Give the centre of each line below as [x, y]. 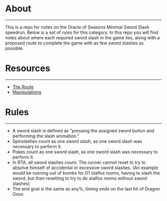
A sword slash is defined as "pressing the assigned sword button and [83, 130]
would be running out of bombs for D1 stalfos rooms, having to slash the [86, 173]
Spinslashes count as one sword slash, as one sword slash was [77, 141]
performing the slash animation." [46, 136]
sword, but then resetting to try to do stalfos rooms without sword [80, 178]
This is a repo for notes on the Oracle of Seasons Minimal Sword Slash [77, 27]
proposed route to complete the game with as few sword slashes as [75, 43]
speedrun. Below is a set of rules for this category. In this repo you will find [82, 32]
